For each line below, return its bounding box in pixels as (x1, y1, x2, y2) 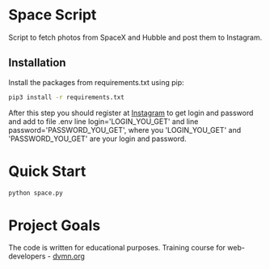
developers (8, 251, 46, 261)
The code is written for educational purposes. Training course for (8, 243, 226, 253)
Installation (8, 56, 66, 70)
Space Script (8, 6, 97, 24)
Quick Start (8, 162, 86, 180)
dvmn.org (52, 251, 85, 261)
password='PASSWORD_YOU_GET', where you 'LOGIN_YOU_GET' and (8, 125, 241, 134)
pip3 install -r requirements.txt (8, 93, 125, 101)
